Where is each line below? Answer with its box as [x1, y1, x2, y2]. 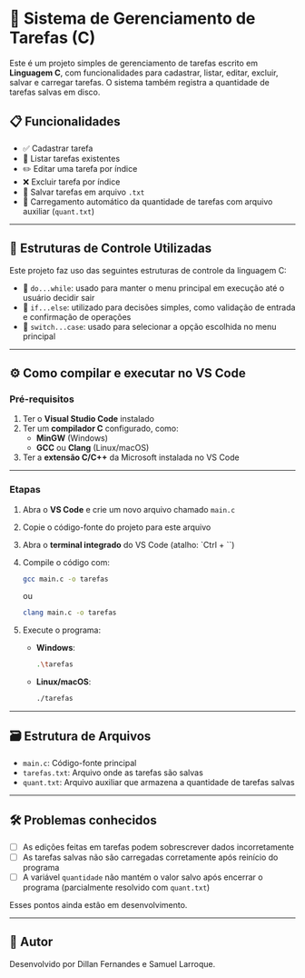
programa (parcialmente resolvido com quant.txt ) [22, 882, 211, 893]
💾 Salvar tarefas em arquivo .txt [22, 186, 145, 197]
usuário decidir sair [22, 292, 95, 303]
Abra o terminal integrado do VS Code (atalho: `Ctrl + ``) [22, 539, 235, 550]
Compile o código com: [22, 556, 111, 567]
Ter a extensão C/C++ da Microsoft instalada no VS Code [22, 452, 240, 463]
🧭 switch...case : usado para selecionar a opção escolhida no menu [22, 321, 277, 332]
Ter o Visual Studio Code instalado [22, 414, 154, 424]
